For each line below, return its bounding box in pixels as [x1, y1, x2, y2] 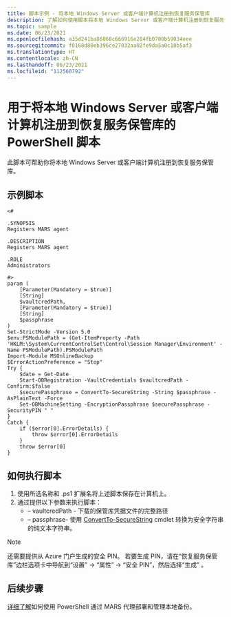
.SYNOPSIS [7, 220, 36, 227]
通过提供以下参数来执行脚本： [16, 498, 102, 507]
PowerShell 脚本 [7, 134, 101, 150]
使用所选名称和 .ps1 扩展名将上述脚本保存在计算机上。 [16, 489, 170, 498]
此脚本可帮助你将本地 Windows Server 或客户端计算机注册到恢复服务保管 [7, 158, 214, 166]
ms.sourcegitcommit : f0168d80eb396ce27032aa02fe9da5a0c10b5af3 [7, 42, 192, 49]
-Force [43, 395, 63, 402]
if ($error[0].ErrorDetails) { [19, 425, 109, 432]
